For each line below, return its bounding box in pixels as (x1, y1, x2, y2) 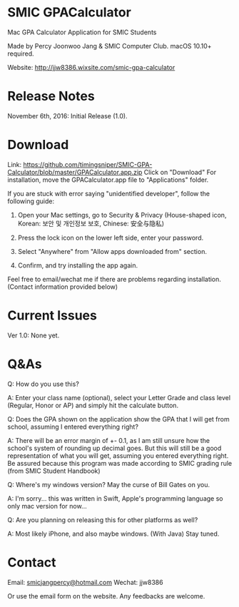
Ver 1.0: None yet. (7, 331, 60, 340)
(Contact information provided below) (7, 282, 118, 291)
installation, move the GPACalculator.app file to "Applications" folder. (7, 175, 209, 184)
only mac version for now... (7, 501, 87, 510)
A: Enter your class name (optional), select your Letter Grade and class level (7, 393, 230, 402)
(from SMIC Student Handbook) (7, 466, 101, 475)
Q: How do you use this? (7, 379, 80, 388)
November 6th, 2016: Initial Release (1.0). (7, 111, 128, 120)
